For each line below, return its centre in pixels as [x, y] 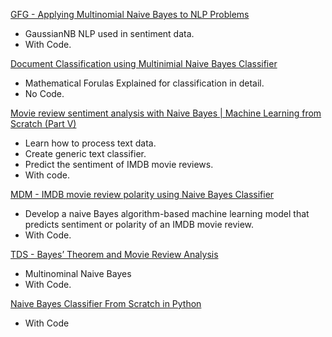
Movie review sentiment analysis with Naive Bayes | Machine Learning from [166, 113]
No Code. [44, 93]
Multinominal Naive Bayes [78, 273]
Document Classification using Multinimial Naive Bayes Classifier [144, 63]
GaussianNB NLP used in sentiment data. [109, 33]
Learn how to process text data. [90, 143]
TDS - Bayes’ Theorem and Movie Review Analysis [114, 254]
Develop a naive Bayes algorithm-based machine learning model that [167, 213]
